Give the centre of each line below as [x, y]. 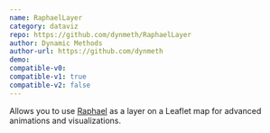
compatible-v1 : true [48, 77]
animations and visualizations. [65, 120]
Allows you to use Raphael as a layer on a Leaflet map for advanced [135, 110]
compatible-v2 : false [50, 85]
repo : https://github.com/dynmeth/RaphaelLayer [101, 34]
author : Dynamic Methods [56, 43]
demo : [19, 60]
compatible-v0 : [38, 69]
